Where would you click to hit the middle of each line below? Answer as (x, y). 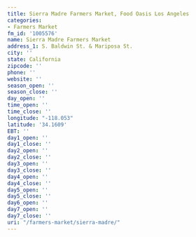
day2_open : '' (28, 151)
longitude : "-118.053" (40, 118)
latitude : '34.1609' (37, 124)
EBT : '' (19, 131)
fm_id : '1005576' (33, 33)
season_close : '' (33, 92)
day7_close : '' (29, 216)
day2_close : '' (29, 157)
